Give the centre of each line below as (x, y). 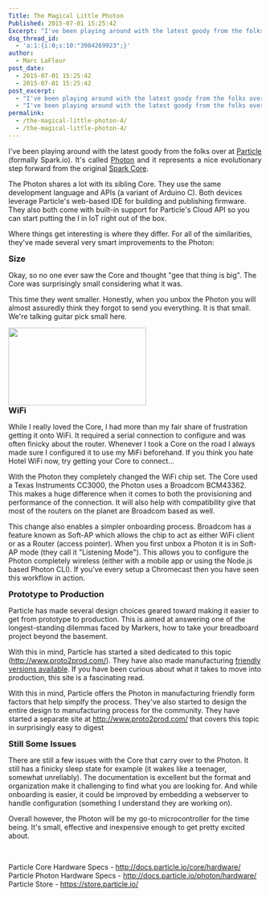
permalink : (27, 114)
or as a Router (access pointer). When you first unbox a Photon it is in (123, 543)
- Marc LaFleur (41, 61)
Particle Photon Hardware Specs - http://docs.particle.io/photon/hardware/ (133, 875)
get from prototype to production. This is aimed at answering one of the (127, 619)
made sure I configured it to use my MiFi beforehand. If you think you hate (131, 452)
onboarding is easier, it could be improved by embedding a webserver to (129, 794)
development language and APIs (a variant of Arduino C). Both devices (125, 192)
